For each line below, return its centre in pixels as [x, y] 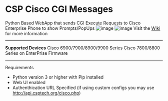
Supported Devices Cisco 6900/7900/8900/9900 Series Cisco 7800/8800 [82, 48]
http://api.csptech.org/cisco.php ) [46, 93]
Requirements [19, 67]
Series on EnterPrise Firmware [36, 53]
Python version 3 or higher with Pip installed [58, 77]
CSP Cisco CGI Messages [59, 9]
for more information [26, 33]
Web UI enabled [29, 82]
